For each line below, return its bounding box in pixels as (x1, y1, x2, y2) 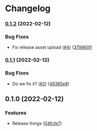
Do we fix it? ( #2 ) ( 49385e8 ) (12, 81, 70, 87)
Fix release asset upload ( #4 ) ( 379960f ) (12, 44, 93, 50)
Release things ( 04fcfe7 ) (12, 120, 62, 127)
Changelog (5, 3, 51, 14)
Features (5, 109, 27, 116)
